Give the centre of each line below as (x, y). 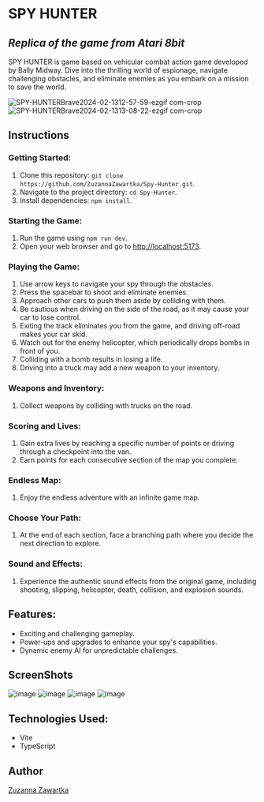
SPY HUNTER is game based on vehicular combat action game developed (128, 62)
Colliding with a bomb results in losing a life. (91, 359)
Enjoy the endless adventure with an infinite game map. (110, 497)
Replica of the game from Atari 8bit (97, 43)
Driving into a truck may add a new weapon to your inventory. (119, 368)
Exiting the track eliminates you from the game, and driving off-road (130, 326)
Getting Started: (40, 158)
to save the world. (37, 87)
